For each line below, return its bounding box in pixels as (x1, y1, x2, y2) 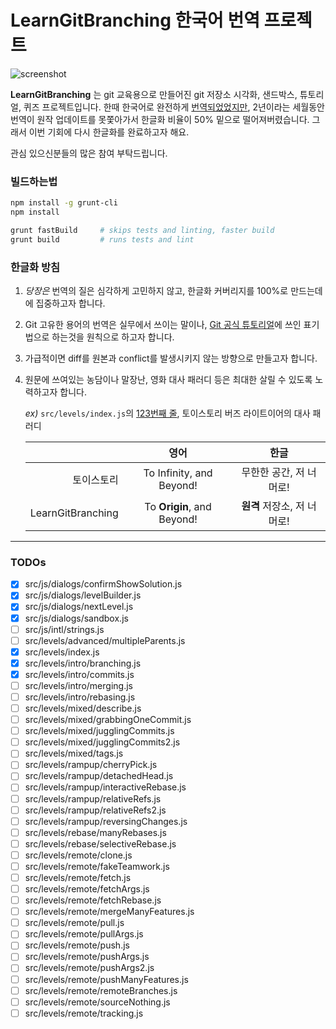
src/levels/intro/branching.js (24, 657, 142, 669)
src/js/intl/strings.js (24, 623, 105, 635)
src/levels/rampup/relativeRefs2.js (24, 804, 167, 816)
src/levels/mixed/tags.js (24, 747, 124, 760)
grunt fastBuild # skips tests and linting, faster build (10, 225, 275, 235)
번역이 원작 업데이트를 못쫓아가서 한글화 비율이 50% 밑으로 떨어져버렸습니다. (10, 113, 310, 125)
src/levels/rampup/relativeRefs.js (24, 792, 162, 805)
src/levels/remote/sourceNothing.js (24, 996, 171, 1008)
